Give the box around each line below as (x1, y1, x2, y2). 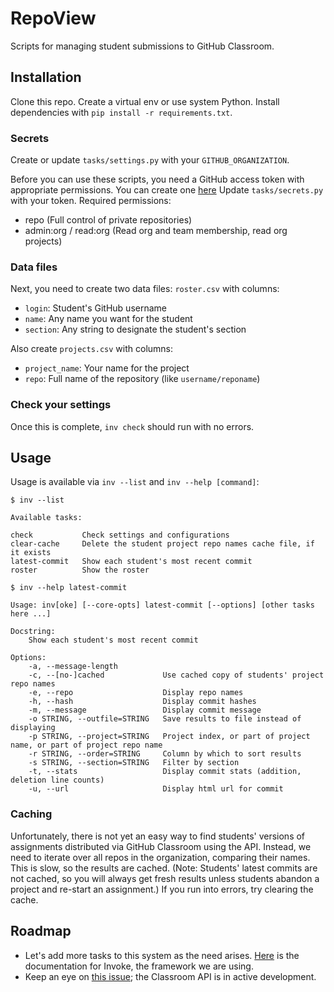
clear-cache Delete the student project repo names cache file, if (10, 539, 315, 549)
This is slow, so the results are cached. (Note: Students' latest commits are (10, 862, 318, 874)
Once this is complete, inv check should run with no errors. (10, 420, 255, 432)
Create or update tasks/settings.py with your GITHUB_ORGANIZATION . (10, 154, 290, 166)
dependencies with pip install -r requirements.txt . (10, 106, 233, 118)
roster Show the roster (10, 565, 150, 576)
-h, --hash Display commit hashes (28, 697, 257, 707)
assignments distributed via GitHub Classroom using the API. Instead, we (10, 840, 312, 852)
